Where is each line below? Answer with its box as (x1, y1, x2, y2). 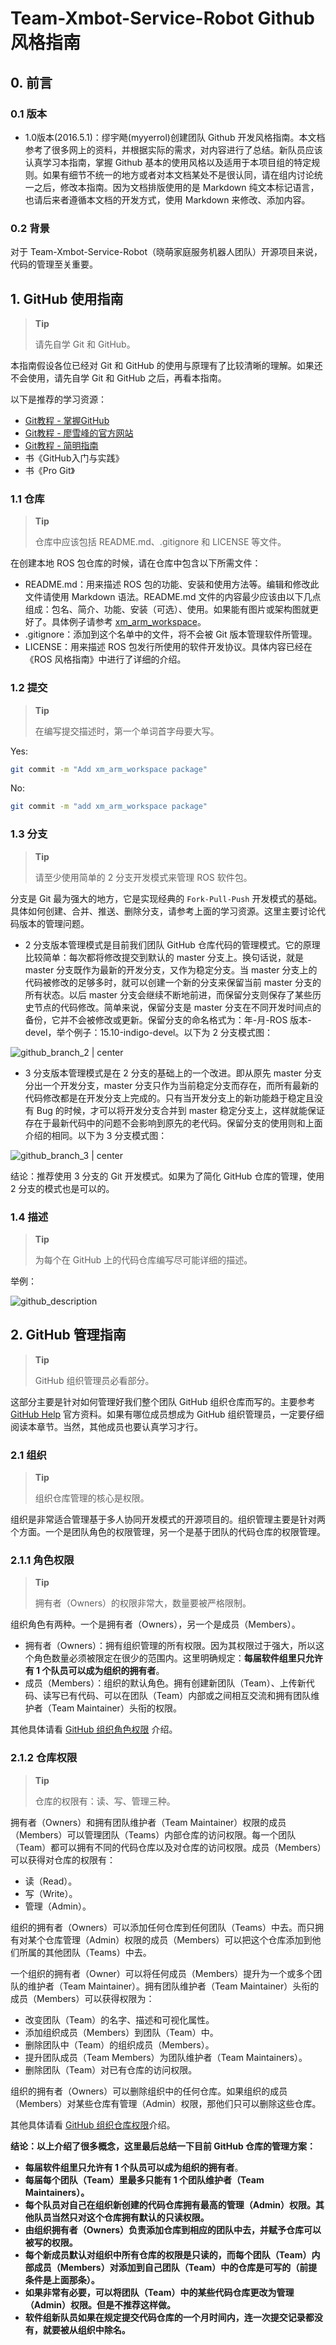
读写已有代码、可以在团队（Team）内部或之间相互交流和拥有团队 (42, 1690, 312, 1702)
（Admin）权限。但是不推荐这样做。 (24, 2298, 177, 2311)
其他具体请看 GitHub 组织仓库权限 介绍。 (10, 2118, 176, 2131)
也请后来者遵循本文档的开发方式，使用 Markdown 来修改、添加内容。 (24, 193, 311, 206)
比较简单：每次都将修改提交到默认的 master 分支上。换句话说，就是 (24, 951, 305, 963)
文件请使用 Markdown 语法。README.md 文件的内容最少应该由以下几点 (24, 591, 322, 603)
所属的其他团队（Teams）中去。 (18, 1946, 152, 1958)
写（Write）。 (24, 1887, 78, 1899)
